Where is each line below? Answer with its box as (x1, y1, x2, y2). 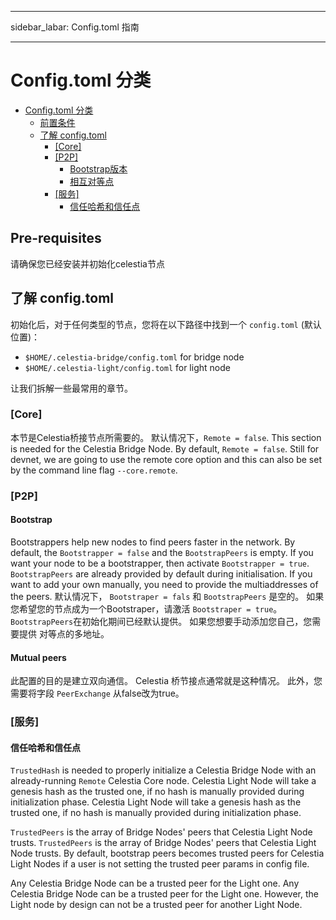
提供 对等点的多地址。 (18, 627, 110, 640)
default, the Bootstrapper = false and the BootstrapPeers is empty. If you (10, 546, 314, 558)
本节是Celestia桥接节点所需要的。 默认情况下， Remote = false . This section (10, 431, 322, 443)
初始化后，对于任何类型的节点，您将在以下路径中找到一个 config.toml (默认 (10, 318, 322, 330)
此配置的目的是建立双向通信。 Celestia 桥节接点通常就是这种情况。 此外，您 (10, 675, 323, 687)
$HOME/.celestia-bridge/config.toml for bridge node (24, 351, 245, 363)
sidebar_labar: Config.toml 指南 (10, 21, 140, 33)
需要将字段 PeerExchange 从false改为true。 (10, 687, 185, 700)
